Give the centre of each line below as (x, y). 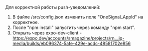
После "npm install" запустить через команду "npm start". (74, 27)
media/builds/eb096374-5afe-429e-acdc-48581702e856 (72, 43)
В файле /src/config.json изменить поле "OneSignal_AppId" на (78, 17)
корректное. (25, 22)
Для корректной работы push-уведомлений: (53, 7)
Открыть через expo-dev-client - (47, 33)
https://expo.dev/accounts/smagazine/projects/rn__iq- (68, 38)
